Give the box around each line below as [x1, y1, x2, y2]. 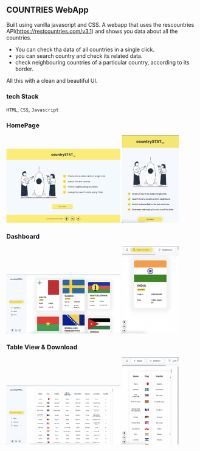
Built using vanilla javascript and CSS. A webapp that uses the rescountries [6, 21, 195, 28]
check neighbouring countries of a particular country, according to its [15, 58, 190, 66]
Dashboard [6, 232, 40, 240]
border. [15, 65, 33, 72]
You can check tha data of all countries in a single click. [15, 46, 155, 53]
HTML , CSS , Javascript [6, 106, 59, 113]
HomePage [6, 121, 40, 130]
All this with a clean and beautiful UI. [6, 77, 98, 84]
